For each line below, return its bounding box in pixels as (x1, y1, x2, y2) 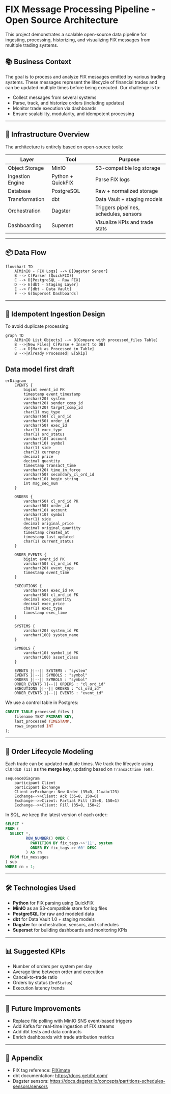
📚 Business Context (5, 58, 71, 66)
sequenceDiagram (5, 776, 40, 781)
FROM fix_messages (10, 855, 49, 860)
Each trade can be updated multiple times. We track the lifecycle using (5, 761, 153, 767)
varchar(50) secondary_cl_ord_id (23, 472, 95, 477)
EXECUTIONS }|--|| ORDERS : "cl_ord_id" (14, 686, 101, 691)
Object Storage (8, 164, 44, 171)
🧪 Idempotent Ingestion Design (5, 309, 105, 318)
